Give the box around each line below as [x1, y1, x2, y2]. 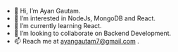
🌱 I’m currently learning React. [13, 22, 102, 30]
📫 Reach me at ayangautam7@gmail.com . [13, 37, 139, 45]
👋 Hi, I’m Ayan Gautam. [13, 7, 81, 15]
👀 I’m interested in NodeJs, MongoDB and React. [13, 14, 156, 22]
